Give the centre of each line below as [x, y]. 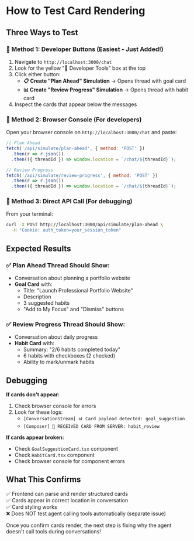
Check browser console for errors [55, 406]
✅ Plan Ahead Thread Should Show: [58, 265]
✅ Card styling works [32, 507]
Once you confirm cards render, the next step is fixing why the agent [89, 525]
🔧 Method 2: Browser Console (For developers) [74, 120]
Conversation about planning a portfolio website [72, 278]
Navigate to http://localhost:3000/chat [63, 62]
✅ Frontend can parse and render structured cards [67, 494]
